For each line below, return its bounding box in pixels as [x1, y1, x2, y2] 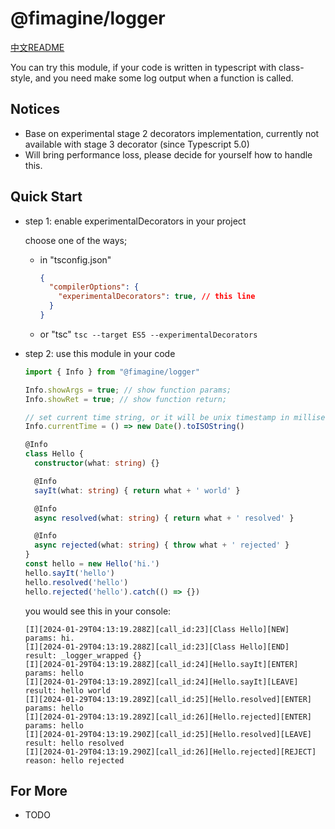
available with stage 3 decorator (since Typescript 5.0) [24, 138, 250, 150]
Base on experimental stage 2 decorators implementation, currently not [24, 127, 320, 139]
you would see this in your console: [24, 605, 172, 617]
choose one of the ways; [24, 234, 128, 246]
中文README [10, 41, 65, 53]
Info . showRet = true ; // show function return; [24, 394, 228, 404]
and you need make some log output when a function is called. [34, 72, 294, 84]
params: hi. [24, 633, 75, 643]
